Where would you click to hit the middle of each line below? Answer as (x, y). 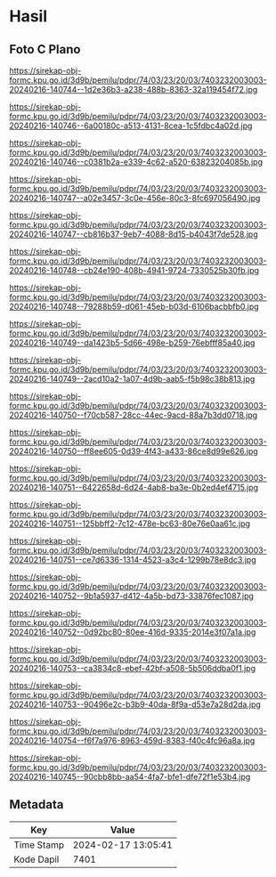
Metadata (37, 804)
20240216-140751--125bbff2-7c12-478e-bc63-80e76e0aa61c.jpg (130, 524)
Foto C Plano (45, 49)
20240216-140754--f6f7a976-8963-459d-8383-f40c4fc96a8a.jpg (132, 740)
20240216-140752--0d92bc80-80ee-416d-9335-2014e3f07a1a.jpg (133, 632)
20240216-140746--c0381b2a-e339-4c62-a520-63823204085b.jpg (136, 162)
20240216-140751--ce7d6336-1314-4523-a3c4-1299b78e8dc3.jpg (133, 560)
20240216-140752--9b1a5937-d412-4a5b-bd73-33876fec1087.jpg (131, 596)
